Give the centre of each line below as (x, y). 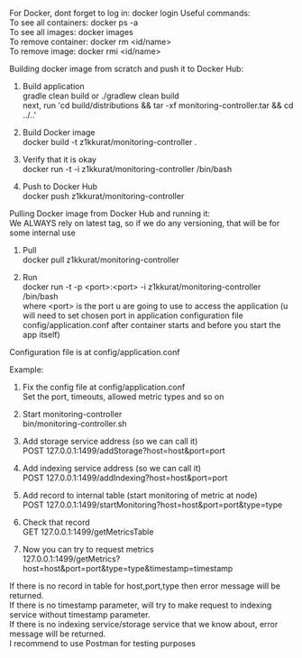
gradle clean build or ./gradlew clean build (101, 96)
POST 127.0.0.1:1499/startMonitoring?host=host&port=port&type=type (152, 505)
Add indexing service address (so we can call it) (111, 468)
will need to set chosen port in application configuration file (133, 315)
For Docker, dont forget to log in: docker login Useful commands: (130, 13)
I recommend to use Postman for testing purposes (103, 643)
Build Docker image (59, 133)
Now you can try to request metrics (88, 549)
